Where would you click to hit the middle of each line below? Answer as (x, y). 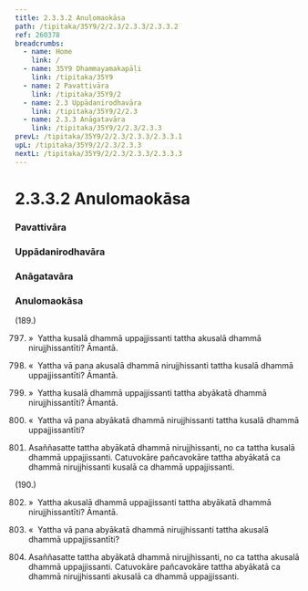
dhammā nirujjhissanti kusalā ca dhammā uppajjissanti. (131, 467)
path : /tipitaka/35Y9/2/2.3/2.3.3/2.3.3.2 (97, 26)
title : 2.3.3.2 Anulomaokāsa (70, 18)
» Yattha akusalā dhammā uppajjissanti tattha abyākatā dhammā (149, 502)
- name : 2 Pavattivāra (66, 86)
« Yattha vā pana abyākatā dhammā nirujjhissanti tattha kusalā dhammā (164, 420)
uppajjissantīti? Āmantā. (73, 375)
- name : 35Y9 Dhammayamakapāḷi (82, 69)
